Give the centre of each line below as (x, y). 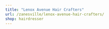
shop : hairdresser (24, 19)
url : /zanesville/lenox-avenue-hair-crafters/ (55, 14)
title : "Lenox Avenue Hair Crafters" (45, 10)
